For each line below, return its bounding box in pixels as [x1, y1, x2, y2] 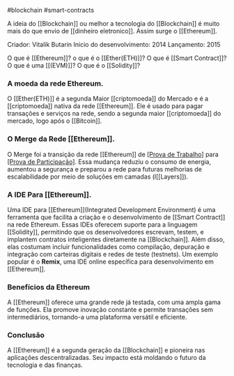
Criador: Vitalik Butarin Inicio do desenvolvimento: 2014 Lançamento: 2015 [7, 40, 221, 48]
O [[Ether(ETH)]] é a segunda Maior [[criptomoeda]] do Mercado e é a [7, 94, 209, 103]
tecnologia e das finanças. [7, 361, 84, 369]
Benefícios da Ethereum [7, 282, 91, 292]
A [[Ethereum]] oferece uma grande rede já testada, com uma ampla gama [7, 298, 221, 306]
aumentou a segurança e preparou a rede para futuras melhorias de [7, 165, 202, 173]
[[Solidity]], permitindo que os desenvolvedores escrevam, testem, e [7, 227, 204, 236]
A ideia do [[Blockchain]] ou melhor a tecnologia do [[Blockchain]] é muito [7, 20, 220, 27]
